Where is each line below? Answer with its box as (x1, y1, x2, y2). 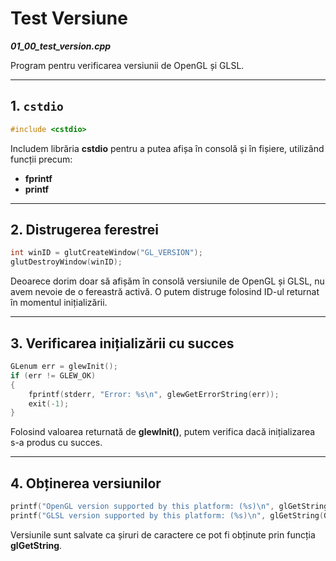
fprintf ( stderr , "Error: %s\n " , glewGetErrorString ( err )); (28, 389, 280, 399)
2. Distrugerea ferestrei (10, 222, 159, 239)
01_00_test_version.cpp (10, 40, 112, 52)
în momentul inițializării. (10, 297, 108, 309)
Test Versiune (10, 7, 128, 30)
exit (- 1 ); (28, 398, 70, 409)
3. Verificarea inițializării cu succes (10, 335, 235, 352)
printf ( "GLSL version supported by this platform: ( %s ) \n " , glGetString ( (10, 510, 325, 521)
